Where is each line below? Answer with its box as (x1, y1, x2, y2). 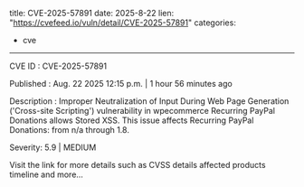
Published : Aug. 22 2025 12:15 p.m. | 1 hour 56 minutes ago (9, 79, 233, 89)
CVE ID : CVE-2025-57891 (9, 61, 107, 71)
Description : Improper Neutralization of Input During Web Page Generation (9, 96, 290, 107)
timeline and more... (9, 169, 84, 180)
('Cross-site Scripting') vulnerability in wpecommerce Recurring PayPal (9, 106, 276, 116)
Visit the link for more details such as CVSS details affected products (9, 160, 266, 170)
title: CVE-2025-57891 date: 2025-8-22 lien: (9, 8, 175, 18)
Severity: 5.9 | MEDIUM (9, 142, 97, 153)
